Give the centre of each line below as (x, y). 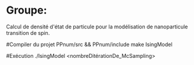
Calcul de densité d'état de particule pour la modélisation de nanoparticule (97, 27)
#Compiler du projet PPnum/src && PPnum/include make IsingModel (89, 44)
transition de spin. (28, 32)
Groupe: (27, 10)
